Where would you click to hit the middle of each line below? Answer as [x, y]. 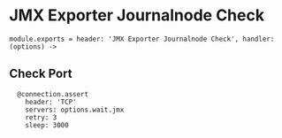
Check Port [41, 74]
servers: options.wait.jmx [75, 110]
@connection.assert [53, 94]
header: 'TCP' [51, 102]
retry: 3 [41, 117]
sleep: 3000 [47, 125]
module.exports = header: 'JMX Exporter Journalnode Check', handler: [142, 39]
